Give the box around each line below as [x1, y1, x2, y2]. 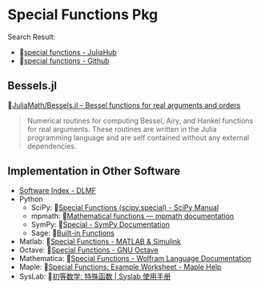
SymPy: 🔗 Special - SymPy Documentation [30, 220, 170, 229]
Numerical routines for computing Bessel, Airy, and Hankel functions [26, 116, 254, 125]
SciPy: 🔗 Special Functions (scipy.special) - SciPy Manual [30, 202, 219, 212]
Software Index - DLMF [18, 185, 97, 195]
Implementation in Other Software [7, 164, 181, 178]
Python [18, 194, 43, 204]
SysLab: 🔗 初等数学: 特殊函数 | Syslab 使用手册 [18, 271, 171, 281]
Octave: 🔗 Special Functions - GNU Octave [18, 245, 159, 255]
